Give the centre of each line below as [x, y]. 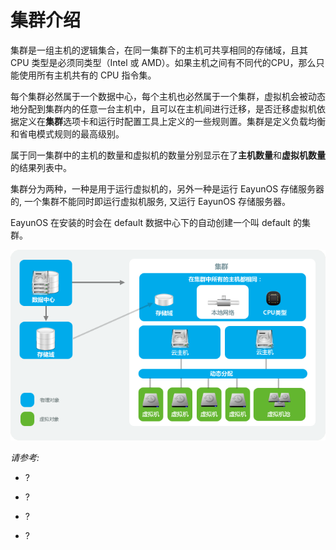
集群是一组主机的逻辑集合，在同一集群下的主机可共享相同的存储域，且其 [159, 50]
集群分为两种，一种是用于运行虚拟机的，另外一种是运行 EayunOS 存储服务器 [167, 188]
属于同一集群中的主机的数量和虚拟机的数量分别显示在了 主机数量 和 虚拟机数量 [168, 155]
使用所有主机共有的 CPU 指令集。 [87, 75]
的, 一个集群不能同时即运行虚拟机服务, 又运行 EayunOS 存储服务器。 [150, 201]
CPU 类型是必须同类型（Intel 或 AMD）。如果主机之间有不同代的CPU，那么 [163, 62]
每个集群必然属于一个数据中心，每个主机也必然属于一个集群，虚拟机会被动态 [168, 96]
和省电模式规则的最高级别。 [67, 133]
